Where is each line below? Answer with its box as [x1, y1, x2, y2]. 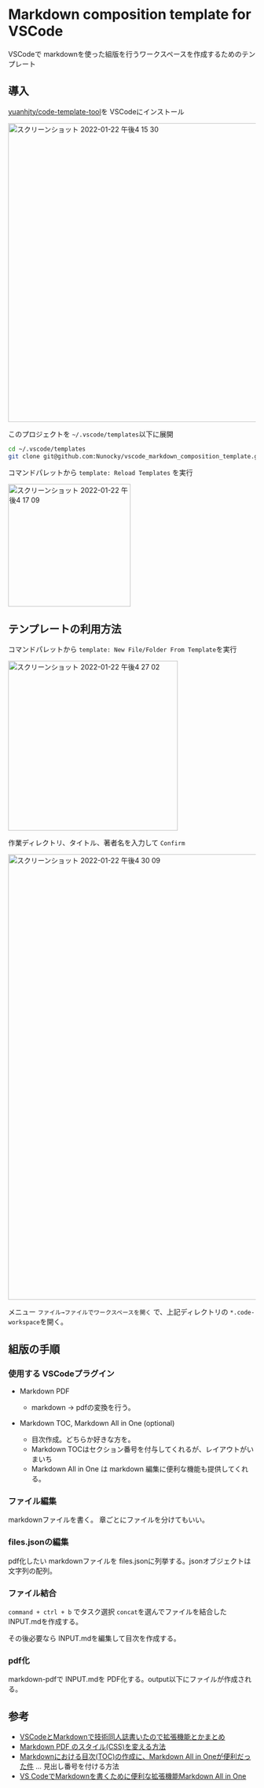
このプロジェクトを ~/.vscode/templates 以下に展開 [8, 429, 174, 439]
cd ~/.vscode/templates [8, 445, 86, 453]
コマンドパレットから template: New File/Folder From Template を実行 [8, 644, 237, 655]
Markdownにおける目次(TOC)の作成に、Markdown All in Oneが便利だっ [19, 1752, 251, 1761]
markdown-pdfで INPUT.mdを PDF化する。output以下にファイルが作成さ [8, 1675, 245, 1684]
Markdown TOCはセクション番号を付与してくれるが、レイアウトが [31, 1445, 247, 1454]
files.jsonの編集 [8, 1537, 69, 1548]
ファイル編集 [8, 1495, 57, 1506]
